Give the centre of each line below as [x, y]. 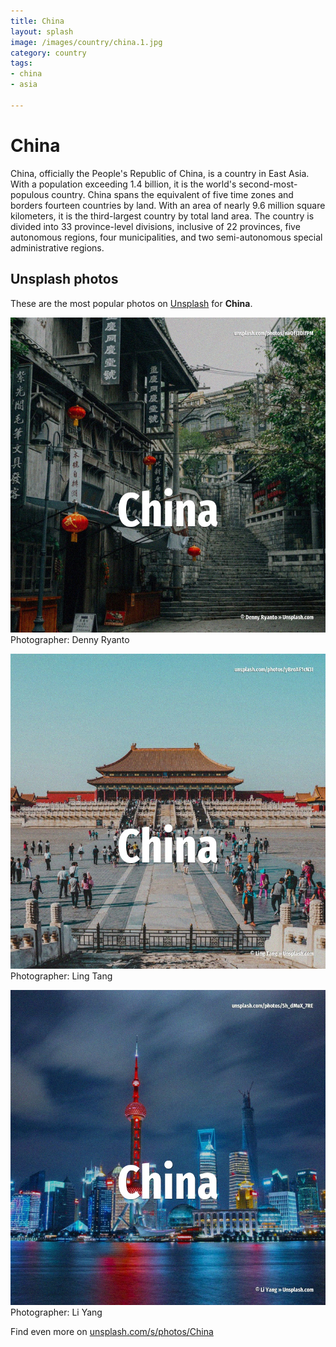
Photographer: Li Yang [56, 1312]
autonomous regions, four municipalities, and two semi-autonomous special [166, 237]
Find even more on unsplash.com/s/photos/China [112, 1331]
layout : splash [42, 31]
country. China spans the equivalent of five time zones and [172, 194]
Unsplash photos [64, 279]
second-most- [268, 184]
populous [30, 194]
